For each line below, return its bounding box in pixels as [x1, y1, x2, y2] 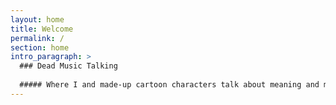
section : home [10, 42, 70, 53]
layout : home [10, 14, 65, 25]
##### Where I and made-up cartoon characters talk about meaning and [19, 80, 320, 90]
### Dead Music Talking [19, 61, 118, 71]
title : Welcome [10, 24, 74, 34]
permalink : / [10, 33, 65, 43]
